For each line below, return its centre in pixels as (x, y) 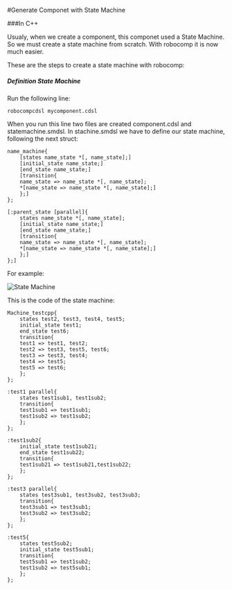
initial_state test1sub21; (59, 446)
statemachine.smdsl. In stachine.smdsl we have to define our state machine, (116, 131)
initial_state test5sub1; (57, 549)
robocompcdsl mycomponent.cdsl (52, 111)
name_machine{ (28, 151)
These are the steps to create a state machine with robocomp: (96, 65)
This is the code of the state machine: (61, 300)
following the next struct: (43, 139)
